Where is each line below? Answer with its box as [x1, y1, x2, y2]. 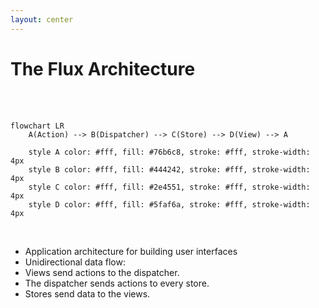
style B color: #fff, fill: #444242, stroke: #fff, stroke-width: [28, 164, 311, 175]
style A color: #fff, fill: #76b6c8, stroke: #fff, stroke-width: [28, 147, 311, 157]
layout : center [10, 14, 74, 25]
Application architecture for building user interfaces [24, 245, 238, 257]
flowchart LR [10, 121, 65, 131]
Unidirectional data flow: [24, 256, 126, 268]
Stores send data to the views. [24, 287, 151, 300]
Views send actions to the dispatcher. [24, 266, 180, 278]
